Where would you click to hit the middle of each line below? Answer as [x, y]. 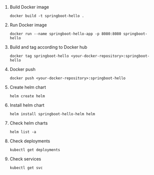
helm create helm [27, 96]
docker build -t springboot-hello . [47, 16]
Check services [25, 159]
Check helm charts [29, 123]
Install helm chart [27, 105]
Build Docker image [29, 7]
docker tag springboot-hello [39, 56]
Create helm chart [28, 87]
